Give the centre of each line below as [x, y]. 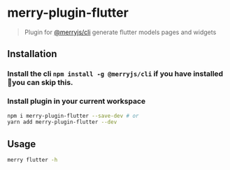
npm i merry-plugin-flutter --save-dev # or [73, 116]
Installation [32, 54]
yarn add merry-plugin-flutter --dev [62, 122]
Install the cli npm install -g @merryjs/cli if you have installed [115, 74]
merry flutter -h [33, 160]
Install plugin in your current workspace [77, 101]
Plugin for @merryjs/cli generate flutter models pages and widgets [120, 32]
